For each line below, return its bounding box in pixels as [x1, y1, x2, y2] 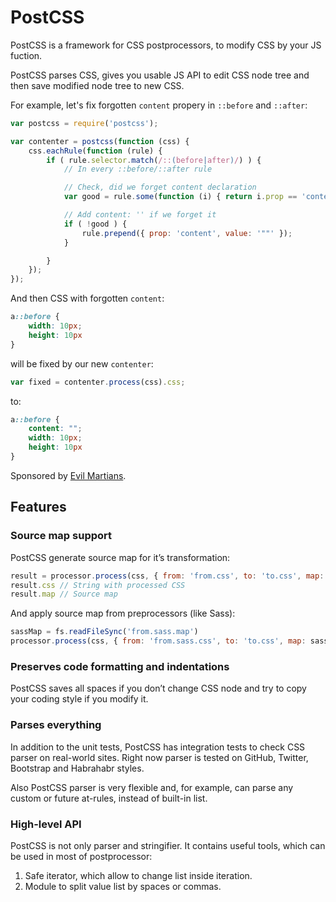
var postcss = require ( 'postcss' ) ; [10, 118, 159, 128]
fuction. [10, 49, 43, 61]
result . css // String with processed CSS [10, 580, 186, 590]
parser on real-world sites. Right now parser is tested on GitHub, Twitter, [10, 751, 309, 763]
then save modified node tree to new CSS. [10, 79, 185, 91]
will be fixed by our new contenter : [10, 357, 154, 370]
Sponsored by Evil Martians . [10, 469, 127, 481]
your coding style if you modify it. [10, 693, 149, 705]
